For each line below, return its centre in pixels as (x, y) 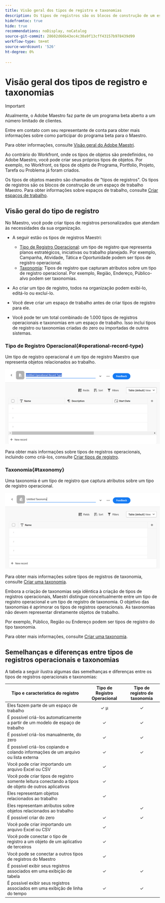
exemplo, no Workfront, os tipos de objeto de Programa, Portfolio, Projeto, (80, 165)
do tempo (17, 894)
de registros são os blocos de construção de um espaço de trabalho (74, 185)
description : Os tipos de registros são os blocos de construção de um (80, 15)
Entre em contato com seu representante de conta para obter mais (72, 130)
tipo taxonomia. (21, 627)
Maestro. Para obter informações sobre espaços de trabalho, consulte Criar (82, 190)
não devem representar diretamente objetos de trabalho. (62, 612)
